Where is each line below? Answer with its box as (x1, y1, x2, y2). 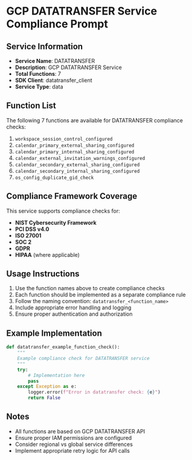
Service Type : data (14, 83, 63, 90)
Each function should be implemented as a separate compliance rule (14, 291, 186, 298)
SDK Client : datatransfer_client (14, 77, 92, 84)
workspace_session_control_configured (14, 136, 113, 142)
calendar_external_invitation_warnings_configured (14, 155, 146, 161)
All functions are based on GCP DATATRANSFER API (14, 427, 146, 435)
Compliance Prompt (6, 17, 109, 31)
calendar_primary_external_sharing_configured (14, 142, 135, 148)
